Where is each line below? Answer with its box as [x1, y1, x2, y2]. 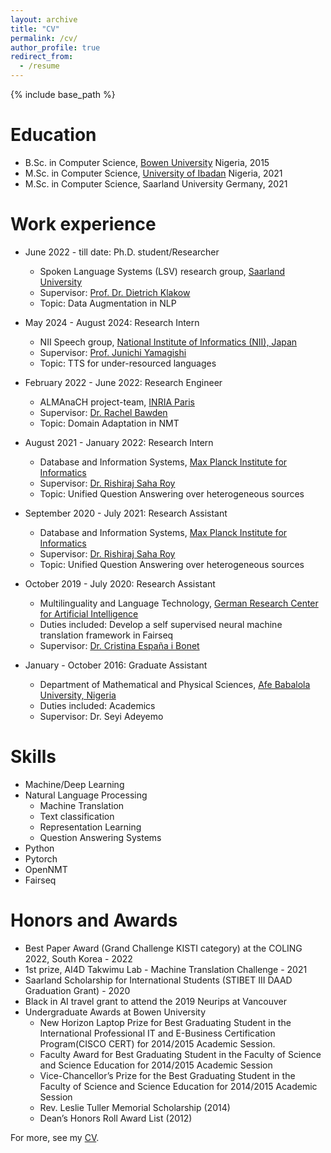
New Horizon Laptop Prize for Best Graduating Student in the [39, 1016, 292, 1028]
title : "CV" [10, 24, 60, 34]
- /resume [19, 61, 60, 71]
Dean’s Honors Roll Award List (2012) [39, 1112, 193, 1124]
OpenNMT [24, 863, 68, 875]
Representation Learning [39, 821, 142, 833]
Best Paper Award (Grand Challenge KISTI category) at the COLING [24, 942, 303, 954]
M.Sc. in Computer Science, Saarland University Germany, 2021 [24, 177, 288, 190]
